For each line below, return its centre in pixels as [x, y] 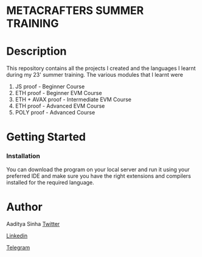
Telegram [18, 247]
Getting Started [46, 137]
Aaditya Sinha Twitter [33, 224]
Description [37, 51]
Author [24, 207]
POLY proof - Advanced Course [55, 113]
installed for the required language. [50, 182]
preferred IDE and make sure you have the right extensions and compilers [99, 176]
